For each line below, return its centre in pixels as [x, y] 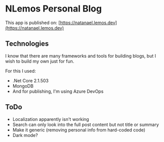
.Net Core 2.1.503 [30, 80]
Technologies [27, 44]
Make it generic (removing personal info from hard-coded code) [79, 130]
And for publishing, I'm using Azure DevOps [58, 91]
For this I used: [21, 71]
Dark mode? [25, 135]
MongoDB [23, 86]
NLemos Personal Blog [54, 9]
